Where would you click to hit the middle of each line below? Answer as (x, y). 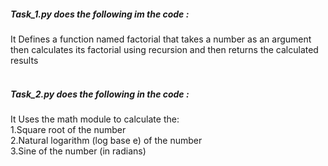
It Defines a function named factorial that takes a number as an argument (161, 39)
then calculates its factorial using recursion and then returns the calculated (164, 49)
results (24, 60)
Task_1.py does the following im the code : (100, 14)
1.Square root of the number (68, 129)
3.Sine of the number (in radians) (78, 151)
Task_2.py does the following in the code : (100, 94)
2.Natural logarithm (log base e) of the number (106, 140)
